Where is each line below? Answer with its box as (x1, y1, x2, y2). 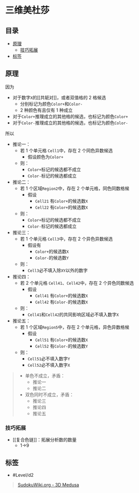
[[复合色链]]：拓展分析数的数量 (12, 437, 77, 443)
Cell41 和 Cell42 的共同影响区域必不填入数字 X (27, 311, 119, 317)
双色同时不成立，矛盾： (25, 392, 74, 398)
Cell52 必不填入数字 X (27, 362, 71, 368)
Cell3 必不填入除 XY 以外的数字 (27, 267, 88, 273)
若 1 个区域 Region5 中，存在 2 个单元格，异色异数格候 (20, 324, 129, 330)
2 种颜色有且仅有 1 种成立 (20, 107, 73, 113)
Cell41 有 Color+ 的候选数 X (35, 292, 88, 298)
